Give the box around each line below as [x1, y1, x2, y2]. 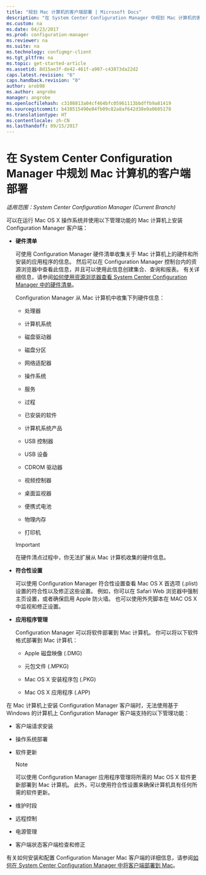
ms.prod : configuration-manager [6, 32, 89, 38]
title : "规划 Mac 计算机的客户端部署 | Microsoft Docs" [6, 9, 142, 15]
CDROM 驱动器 [24, 464, 63, 471]
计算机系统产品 [24, 425, 63, 432]
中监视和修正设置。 [15, 603, 64, 611]
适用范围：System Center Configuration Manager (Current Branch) [6, 204, 176, 211]
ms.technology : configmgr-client [6, 49, 92, 55]
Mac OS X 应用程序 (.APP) [24, 688, 91, 696]
